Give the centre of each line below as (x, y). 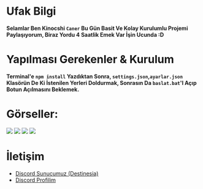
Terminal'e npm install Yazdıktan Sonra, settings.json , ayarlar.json (94, 76)
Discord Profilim (36, 180)
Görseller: (32, 114)
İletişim (25, 157)
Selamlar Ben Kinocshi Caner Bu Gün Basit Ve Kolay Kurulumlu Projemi (97, 28)
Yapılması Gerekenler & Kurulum (90, 60)
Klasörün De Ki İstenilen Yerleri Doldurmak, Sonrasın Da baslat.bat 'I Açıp (101, 83)
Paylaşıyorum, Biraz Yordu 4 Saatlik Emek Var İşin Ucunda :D (85, 34)
